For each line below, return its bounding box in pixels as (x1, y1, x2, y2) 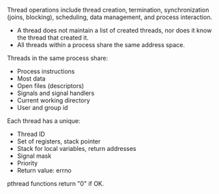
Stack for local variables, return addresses (16, 145, 136, 152)
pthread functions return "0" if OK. (7, 180, 104, 187)
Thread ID (16, 130, 46, 138)
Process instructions (16, 68, 75, 75)
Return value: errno (16, 167, 72, 174)
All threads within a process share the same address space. (16, 41, 186, 48)
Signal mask (16, 152, 52, 160)
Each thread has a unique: (7, 117, 81, 125)
